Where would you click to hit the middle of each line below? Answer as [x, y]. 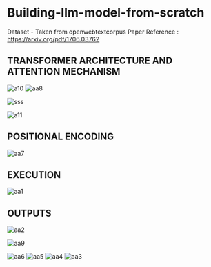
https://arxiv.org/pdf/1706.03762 [53, 39]
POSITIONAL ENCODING [61, 137]
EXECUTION [34, 175]
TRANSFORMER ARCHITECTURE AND [90, 61]
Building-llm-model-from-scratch [106, 13]
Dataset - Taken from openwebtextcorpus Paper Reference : [93, 32]
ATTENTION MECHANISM [64, 71]
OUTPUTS [29, 213]
